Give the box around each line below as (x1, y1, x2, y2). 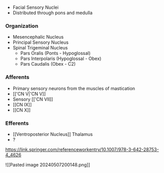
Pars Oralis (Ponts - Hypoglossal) (20, 50, 91, 56)
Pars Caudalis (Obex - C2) (20, 61, 76, 67)
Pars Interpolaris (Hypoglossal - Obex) (20, 55, 102, 62)
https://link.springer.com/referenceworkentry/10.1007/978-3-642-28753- (5, 146, 159, 152)
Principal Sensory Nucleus (12, 39, 69, 45)
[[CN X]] (12, 107, 31, 113)
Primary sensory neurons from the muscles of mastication (12, 85, 135, 91)
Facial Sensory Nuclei (12, 5, 59, 10)
